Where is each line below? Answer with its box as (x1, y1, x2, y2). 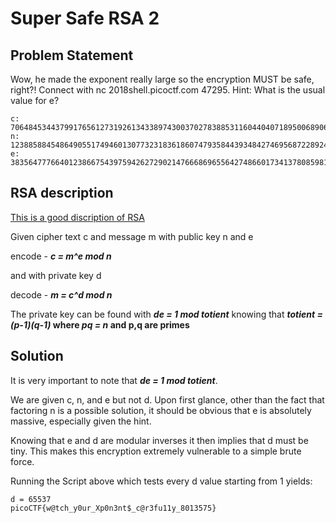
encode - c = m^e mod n (10, 250, 112, 262)
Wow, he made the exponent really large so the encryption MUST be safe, (10, 73, 315, 85)
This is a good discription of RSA (10, 211, 145, 223)
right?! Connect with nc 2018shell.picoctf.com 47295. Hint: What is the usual (10, 84, 326, 96)
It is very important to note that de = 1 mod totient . (10, 374, 218, 386)
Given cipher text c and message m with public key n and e (10, 230, 254, 242)
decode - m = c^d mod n (10, 288, 113, 301)
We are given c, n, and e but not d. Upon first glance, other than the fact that (10, 393, 325, 406)
